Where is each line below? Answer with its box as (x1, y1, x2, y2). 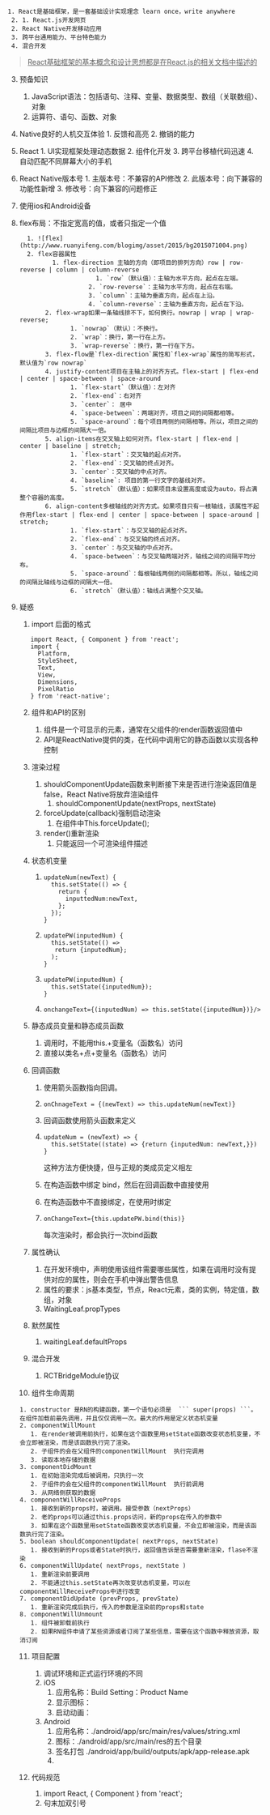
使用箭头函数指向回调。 (43, 1083, 122, 1092)
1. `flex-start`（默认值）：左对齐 (70, 383, 176, 391)
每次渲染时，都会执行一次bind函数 (43, 1230, 158, 1240)
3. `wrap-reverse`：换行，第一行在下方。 (70, 342, 199, 350)
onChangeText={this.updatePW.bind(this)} (43, 1215, 185, 1223)
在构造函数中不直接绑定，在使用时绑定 (43, 1198, 171, 1206)
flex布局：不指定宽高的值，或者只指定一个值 (19, 218, 167, 228)
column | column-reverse (55, 266, 140, 274)
